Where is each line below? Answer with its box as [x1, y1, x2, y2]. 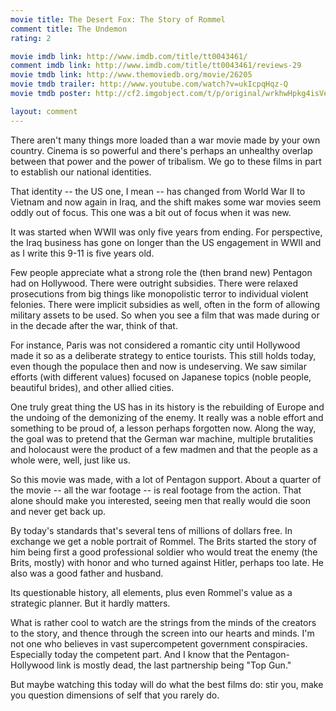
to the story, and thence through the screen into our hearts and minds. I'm [10, 627, 315, 639]
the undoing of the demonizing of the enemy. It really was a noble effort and [10, 411, 324, 423]
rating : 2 [10, 33, 52, 43]
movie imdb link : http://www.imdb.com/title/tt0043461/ [10, 51, 248, 61]
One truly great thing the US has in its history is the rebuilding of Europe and [10, 401, 325, 413]
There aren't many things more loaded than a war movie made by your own [10, 134, 321, 146]
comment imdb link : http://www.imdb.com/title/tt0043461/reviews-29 [10, 61, 302, 71]
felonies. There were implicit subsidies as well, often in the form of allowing [10, 298, 321, 310]
